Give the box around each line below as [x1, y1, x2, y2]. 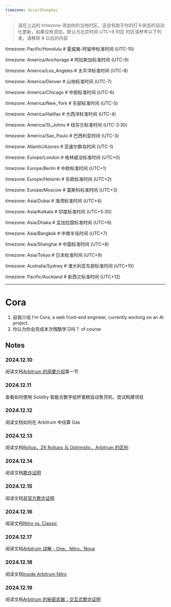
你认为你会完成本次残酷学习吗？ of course [12, 326, 101, 332]
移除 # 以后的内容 [31, 35, 68, 41]
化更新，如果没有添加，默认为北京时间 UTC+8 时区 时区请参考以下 [17, 29, 157, 35]
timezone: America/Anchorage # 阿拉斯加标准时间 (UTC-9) [5, 57, 129, 63]
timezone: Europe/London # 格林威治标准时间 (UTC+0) [5, 154, 121, 160]
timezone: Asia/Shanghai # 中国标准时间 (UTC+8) [5, 241, 109, 247]
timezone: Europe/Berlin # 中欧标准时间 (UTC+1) [5, 165, 107, 171]
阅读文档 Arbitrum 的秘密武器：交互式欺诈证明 [5, 596, 101, 602]
